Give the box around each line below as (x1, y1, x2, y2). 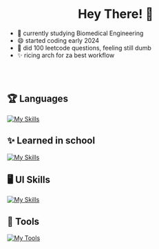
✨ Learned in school (7, 135, 95, 147)
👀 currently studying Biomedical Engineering (17, 29, 144, 37)
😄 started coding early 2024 (17, 36, 100, 44)
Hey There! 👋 (78, 6, 153, 22)
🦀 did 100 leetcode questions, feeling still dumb (17, 43, 151, 52)
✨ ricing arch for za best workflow (17, 51, 115, 59)
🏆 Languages (7, 93, 69, 105)
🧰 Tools (7, 215, 40, 227)
